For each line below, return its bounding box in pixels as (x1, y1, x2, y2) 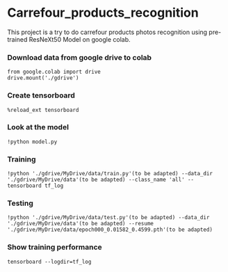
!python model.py (7, 138, 58, 145)
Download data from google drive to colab (7, 52, 152, 62)
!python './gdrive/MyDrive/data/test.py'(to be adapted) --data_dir (7, 214, 210, 221)
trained (7, 35, 28, 43)
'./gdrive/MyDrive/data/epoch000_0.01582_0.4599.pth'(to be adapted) (7, 226, 213, 234)
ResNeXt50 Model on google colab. (28, 35, 131, 43)
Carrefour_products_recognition (7, 5, 199, 21)
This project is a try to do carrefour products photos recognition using (7, 28, 207, 36)
